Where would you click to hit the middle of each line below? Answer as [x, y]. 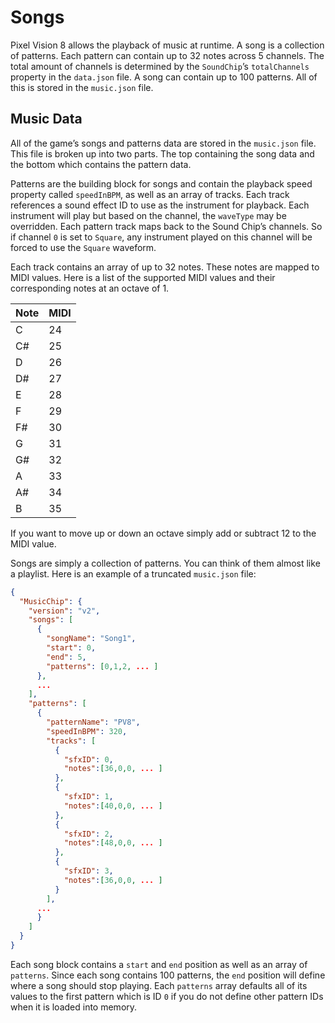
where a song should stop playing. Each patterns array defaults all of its [159, 985]
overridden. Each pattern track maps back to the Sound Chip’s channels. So [166, 226]
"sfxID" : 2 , [88, 834]
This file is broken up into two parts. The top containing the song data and [162, 153]
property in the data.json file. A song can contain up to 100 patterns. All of [164, 77]
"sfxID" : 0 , [88, 759]
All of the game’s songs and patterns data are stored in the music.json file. [163, 143]
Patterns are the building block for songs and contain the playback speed [161, 183]
